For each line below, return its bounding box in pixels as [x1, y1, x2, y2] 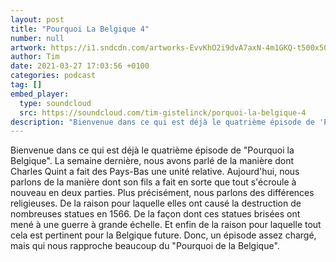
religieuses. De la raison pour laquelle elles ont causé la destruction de [10, 197, 302, 210]
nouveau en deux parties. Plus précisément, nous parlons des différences [10, 187, 315, 199]
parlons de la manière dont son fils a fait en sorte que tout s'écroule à [10, 176, 297, 188]
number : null [10, 33, 65, 43]
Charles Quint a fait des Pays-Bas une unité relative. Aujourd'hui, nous [10, 166, 300, 178]
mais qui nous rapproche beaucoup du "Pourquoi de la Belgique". [10, 240, 280, 252]
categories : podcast [10, 71, 97, 81]
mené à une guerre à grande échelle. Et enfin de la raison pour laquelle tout [10, 219, 322, 231]
